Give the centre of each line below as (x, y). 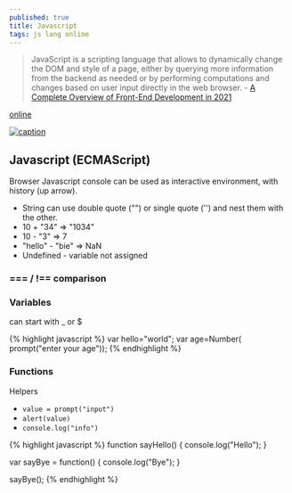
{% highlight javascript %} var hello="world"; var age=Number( (126, 339)
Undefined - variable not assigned (85, 256)
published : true (39, 17)
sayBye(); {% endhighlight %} (64, 479)
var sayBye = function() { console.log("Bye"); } (95, 462)
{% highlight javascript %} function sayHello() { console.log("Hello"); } (138, 444)
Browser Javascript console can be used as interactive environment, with (144, 181)
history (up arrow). (44, 191)
